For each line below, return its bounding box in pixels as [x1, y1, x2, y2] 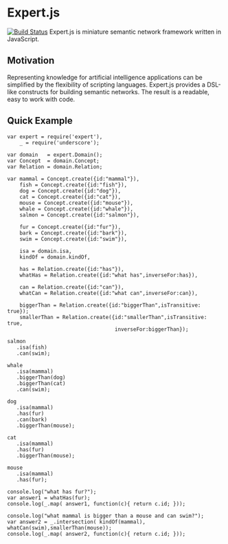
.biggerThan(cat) [16, 380, 67, 387]
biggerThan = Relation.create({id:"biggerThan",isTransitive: [19, 301, 201, 309]
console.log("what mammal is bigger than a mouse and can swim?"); [7, 512, 205, 519]
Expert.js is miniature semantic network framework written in [49, 28, 222, 36]
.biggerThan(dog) [16, 373, 67, 381]
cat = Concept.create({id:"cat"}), [19, 193, 122, 200]
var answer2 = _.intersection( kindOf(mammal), [7, 518, 146, 525]
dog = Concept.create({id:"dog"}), [19, 187, 122, 194]
